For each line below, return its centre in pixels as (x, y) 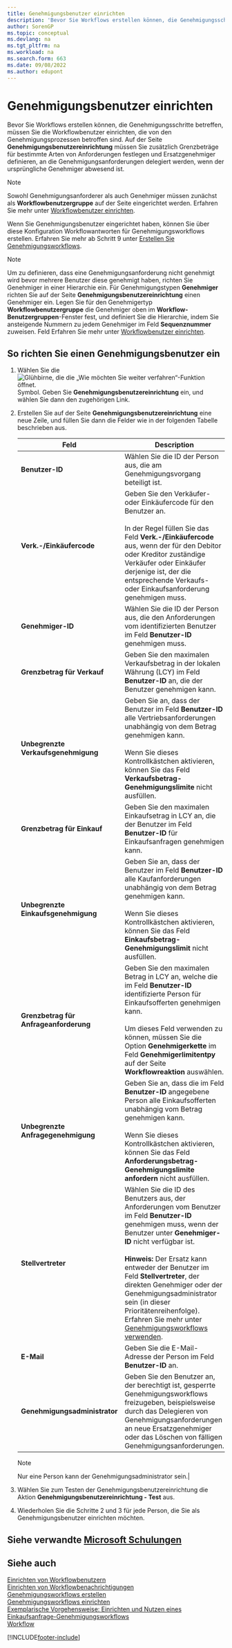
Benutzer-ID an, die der (163, 681)
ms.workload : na (30, 53)
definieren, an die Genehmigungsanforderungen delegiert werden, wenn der (116, 162)
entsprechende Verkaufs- (166, 580)
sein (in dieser (147, 1302)
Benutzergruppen (33, 317)
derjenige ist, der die (157, 572)
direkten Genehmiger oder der (173, 1285)
